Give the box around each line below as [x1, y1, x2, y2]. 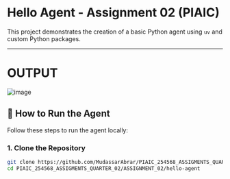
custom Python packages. [7, 34, 81, 43]
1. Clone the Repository [7, 143, 86, 152]
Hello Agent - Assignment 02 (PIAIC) [7, 5, 220, 21]
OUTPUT [7, 65, 58, 81]
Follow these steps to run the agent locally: [7, 126, 129, 134]
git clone [7, 158, 36, 165]
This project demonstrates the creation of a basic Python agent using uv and [7, 27, 222, 36]
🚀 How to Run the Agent [7, 108, 111, 119]
